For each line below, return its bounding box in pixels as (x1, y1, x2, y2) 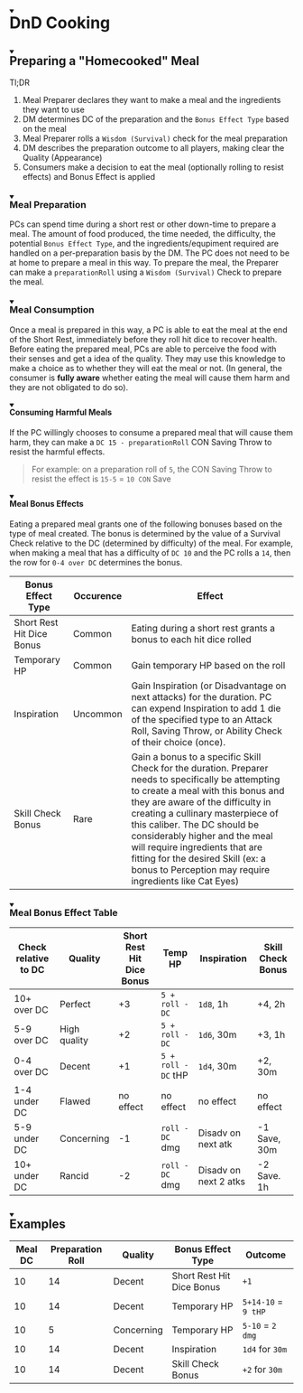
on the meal (22, 124, 68, 135)
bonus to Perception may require (131, 864, 271, 876)
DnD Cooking (9, 13, 111, 33)
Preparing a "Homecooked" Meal (9, 53, 200, 69)
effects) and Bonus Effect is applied (22, 172, 156, 182)
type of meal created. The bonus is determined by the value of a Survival (9, 528, 281, 539)
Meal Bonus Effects (9, 499, 84, 510)
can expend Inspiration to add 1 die (131, 702, 281, 715)
